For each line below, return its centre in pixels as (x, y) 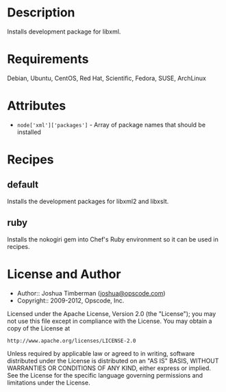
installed (29, 132)
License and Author (64, 274)
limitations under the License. (49, 382)
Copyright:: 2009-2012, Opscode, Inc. (71, 300)
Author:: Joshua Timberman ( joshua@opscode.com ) (91, 293)
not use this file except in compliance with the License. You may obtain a (110, 321)
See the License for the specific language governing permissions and (105, 375)
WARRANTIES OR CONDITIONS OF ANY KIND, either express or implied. (109, 368)
